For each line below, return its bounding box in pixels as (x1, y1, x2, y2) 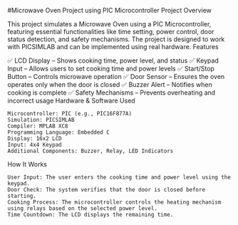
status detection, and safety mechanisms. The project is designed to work (7, 35, 225, 43)
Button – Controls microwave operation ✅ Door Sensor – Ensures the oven (7, 73, 225, 80)
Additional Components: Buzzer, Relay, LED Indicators (7, 147, 174, 155)
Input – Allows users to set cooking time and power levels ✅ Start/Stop (7, 64, 215, 73)
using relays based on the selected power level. (7, 205, 158, 212)
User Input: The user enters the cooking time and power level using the (7, 174, 232, 181)
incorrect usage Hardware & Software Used (7, 96, 135, 105)
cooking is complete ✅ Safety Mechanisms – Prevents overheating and (7, 88, 216, 97)
